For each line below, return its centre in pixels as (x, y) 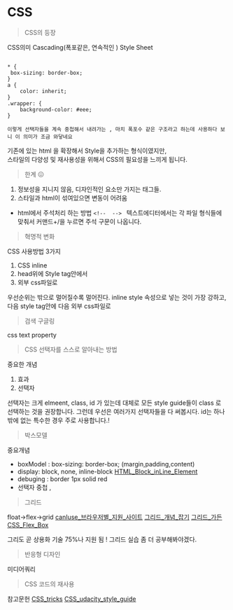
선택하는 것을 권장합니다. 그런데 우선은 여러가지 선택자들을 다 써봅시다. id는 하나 (116, 411)
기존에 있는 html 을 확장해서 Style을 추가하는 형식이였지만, (87, 151)
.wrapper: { (24, 103)
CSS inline (32, 265)
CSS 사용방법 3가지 (34, 251)
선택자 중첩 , (34, 487)
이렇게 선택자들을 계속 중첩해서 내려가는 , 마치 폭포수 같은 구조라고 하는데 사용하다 (112, 129)
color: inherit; (44, 91)
